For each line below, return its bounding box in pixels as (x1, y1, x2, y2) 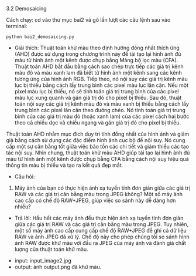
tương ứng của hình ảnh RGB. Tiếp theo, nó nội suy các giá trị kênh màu (14, 76, 188, 82)
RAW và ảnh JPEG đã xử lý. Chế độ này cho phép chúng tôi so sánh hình (14, 233, 190, 240)
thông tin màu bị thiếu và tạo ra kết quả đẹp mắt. (6, 161, 123, 169)
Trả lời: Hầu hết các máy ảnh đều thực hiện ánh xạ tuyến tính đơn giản (14, 214, 184, 221)
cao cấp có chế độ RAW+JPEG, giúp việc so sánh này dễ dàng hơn (14, 197, 176, 204)
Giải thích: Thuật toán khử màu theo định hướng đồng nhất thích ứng (14, 44, 180, 51)
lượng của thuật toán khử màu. (14, 246, 89, 253)
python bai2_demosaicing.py (6, 34, 75, 40)
